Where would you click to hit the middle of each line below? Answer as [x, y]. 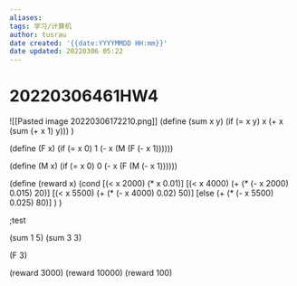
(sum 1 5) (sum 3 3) [46, 238]
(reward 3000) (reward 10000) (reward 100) [91, 273]
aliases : [26, 18]
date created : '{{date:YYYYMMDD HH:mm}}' [89, 43]
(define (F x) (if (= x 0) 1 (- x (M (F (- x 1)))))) [91, 148]
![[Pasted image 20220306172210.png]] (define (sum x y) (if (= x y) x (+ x [146, 121]
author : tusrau [38, 34]
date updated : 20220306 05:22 [67, 52]
